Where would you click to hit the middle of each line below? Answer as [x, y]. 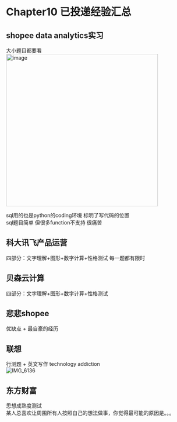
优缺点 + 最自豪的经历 [32, 328]
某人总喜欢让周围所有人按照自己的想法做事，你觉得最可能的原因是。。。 [90, 413]
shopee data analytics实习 [55, 35]
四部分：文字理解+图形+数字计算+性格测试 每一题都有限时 [76, 258]
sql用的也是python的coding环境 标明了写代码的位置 [68, 215]
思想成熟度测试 [24, 406]
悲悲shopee [28, 314]
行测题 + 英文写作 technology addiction [53, 364]
